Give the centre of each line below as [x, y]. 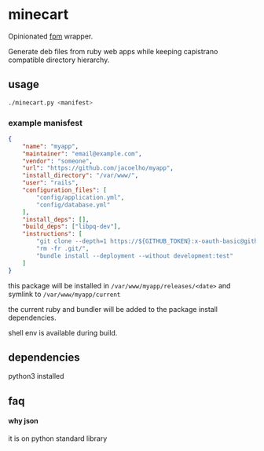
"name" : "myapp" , [51, 146]
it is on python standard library [58, 438]
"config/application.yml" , [81, 197]
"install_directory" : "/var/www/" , [81, 176]
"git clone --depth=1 [72, 241]
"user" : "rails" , [51, 183]
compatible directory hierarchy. [59, 60]
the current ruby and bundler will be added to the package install [113, 309]
